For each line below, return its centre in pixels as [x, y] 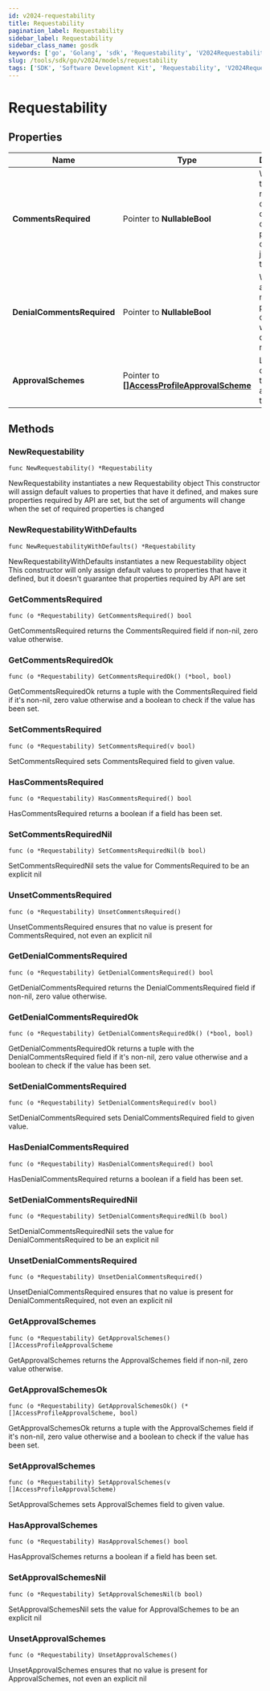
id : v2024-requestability [51, 16]
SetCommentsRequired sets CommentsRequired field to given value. [122, 761]
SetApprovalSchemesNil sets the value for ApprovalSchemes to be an [124, 1609]
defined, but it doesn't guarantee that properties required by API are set [127, 578]
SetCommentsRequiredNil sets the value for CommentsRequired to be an [129, 866]
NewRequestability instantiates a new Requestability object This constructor [134, 484]
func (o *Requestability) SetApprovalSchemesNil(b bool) [106, 1594]
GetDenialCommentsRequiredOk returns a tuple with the [101, 1048]
